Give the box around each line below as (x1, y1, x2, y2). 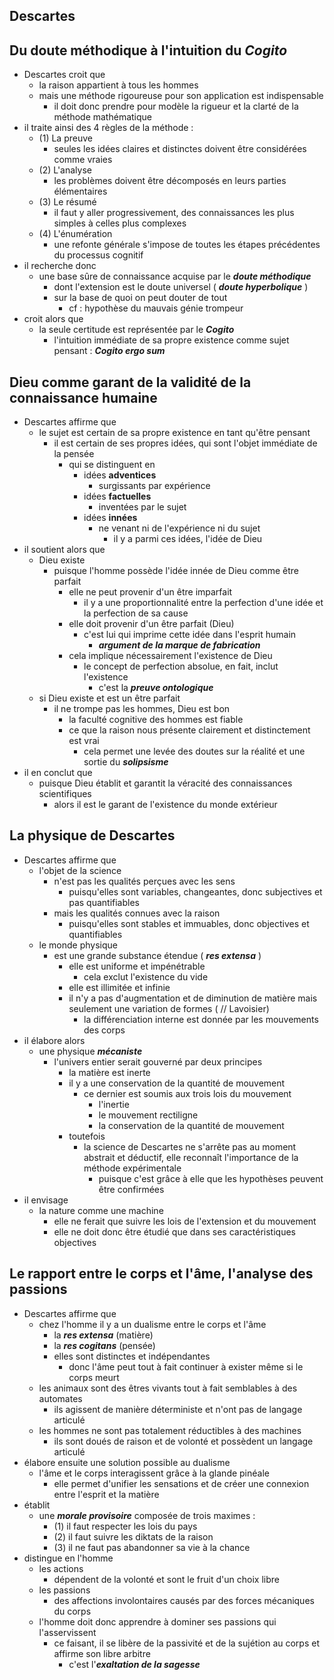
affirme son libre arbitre (53, 1647, 151, 1659)
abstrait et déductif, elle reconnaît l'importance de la (83, 1151, 299, 1163)
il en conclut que (23, 767, 93, 779)
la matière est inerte (68, 1066, 151, 1078)
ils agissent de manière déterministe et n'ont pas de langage (53, 1403, 303, 1415)
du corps (53, 1605, 92, 1617)
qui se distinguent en (68, 459, 156, 471)
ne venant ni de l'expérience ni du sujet (98, 522, 261, 534)
